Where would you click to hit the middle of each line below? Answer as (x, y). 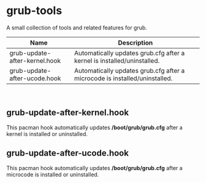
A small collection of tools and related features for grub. (77, 28)
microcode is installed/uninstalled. (124, 78)
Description (135, 42)
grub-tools (34, 11)
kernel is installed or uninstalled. (47, 134)
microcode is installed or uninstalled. (53, 174)
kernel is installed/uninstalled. (117, 61)
